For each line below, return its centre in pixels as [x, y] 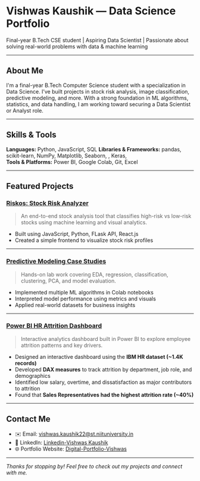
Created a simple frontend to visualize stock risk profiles [84, 240]
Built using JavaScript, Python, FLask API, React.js [76, 234]
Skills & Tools [31, 135]
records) [26, 363]
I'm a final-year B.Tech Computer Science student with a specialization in [96, 85]
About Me [25, 71]
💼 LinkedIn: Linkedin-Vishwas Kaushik [61, 442]
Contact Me [28, 419]
